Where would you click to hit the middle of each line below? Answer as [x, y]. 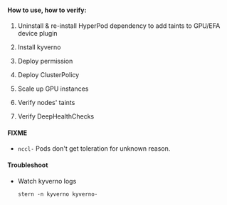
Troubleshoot [28, 165]
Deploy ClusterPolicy [48, 75]
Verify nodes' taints [46, 103]
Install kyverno [39, 47]
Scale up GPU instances [53, 89]
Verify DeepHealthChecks [56, 116]
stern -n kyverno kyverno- [58, 194]
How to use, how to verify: [47, 10]
